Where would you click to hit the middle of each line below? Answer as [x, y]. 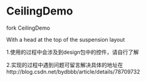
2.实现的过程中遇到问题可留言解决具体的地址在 [65, 65]
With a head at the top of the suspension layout [66, 39]
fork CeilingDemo [28, 28]
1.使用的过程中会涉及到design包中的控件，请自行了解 [73, 52]
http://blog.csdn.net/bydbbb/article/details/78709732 [73, 71]
